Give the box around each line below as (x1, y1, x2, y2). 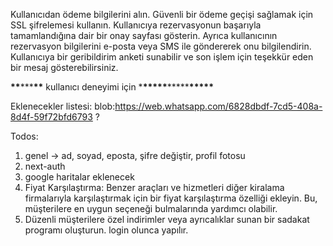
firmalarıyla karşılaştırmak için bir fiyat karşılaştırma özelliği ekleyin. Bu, (24, 192, 318, 204)
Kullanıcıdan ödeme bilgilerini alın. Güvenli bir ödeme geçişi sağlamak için (10, 9, 314, 20)
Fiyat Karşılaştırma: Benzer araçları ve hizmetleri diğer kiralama (24, 182, 285, 193)
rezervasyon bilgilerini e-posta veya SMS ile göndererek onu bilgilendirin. (10, 40, 312, 52)
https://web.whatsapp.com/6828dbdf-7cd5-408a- (114, 100, 323, 112)
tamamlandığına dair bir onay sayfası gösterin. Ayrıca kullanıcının (10, 30, 278, 41)
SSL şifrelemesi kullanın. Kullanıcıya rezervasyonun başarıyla (10, 19, 262, 31)
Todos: (10, 130, 39, 142)
